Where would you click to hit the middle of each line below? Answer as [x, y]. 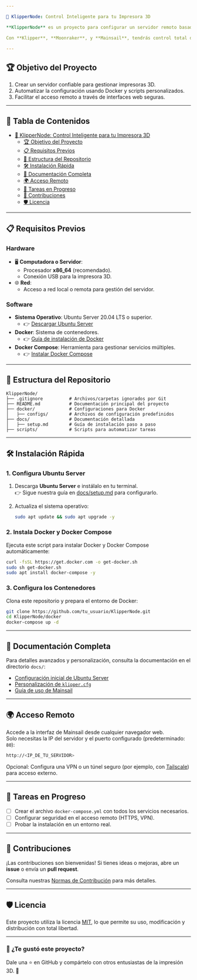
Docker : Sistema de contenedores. [57, 332]
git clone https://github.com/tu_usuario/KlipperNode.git [78, 611]
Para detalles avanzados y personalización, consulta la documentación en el [98, 661]
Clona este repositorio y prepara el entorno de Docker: [72, 601]
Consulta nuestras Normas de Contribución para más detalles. [81, 880]
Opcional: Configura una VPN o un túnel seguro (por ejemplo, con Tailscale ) [98, 766]
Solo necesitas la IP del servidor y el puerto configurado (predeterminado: [96, 738]
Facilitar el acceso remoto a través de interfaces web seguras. [90, 97]
